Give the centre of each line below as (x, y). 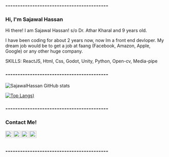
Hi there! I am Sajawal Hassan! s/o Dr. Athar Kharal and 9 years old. (76, 31)
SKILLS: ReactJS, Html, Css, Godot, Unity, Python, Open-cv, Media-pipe (81, 61)
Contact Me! (21, 122)
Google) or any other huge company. (44, 51)
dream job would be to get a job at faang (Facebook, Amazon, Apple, (78, 46)
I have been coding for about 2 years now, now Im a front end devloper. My (84, 40)
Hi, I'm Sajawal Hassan (34, 19)
